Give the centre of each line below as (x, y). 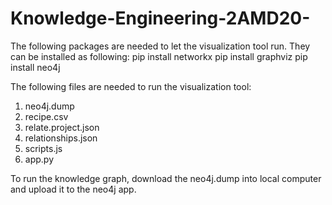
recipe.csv (46, 116)
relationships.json (61, 138)
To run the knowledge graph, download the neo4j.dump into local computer (166, 178)
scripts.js (43, 148)
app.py (39, 159)
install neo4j (35, 67)
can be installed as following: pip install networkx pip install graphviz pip (159, 56)
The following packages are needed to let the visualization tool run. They (160, 46)
